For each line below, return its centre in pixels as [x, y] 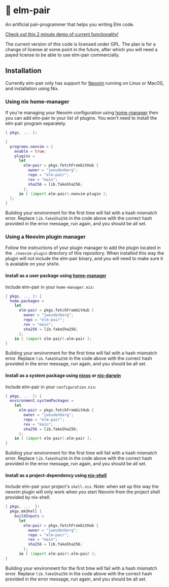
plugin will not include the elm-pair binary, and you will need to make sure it [84, 259]
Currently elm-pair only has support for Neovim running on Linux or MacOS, [85, 83]
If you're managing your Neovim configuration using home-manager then [82, 113]
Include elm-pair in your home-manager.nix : [50, 287]
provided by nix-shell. [28, 497]
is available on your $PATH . [32, 264]
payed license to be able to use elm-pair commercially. [63, 55]
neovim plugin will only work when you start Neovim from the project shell [83, 492]
